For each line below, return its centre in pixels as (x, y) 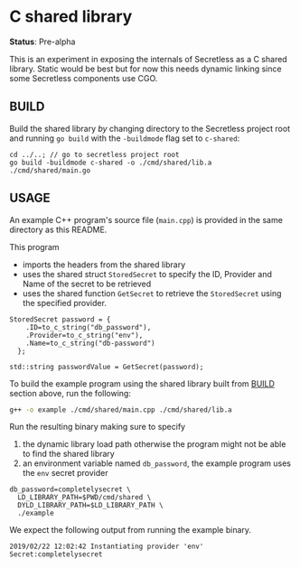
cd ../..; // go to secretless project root (94, 154)
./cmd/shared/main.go (50, 170)
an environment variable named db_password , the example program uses (157, 463)
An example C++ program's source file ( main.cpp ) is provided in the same (146, 219)
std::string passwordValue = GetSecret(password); (107, 367)
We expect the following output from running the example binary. (130, 530)
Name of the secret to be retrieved (87, 284)
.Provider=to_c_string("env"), (84, 335)
